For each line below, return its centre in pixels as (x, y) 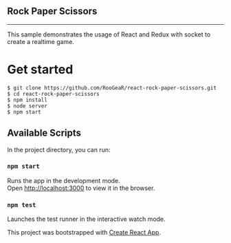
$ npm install (27, 100)
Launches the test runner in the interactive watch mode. (87, 219)
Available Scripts (44, 133)
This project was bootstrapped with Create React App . (84, 233)
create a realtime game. (41, 41)
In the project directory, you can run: (59, 149)
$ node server (27, 106)
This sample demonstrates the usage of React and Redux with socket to (109, 34)
